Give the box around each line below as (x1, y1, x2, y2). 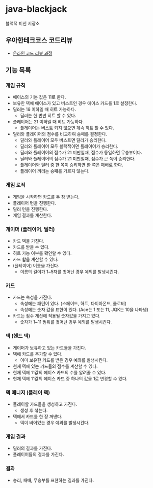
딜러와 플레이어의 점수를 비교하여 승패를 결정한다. (12, 131, 107, 137)
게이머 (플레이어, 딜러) (5, 226, 55, 233)
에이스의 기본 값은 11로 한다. (12, 94, 66, 100)
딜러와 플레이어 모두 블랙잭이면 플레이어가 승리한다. (20, 143, 119, 149)
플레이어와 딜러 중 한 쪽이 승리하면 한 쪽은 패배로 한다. (20, 162, 124, 168)
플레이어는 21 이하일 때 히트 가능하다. (12, 119, 84, 125)
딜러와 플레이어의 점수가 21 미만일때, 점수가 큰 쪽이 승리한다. (20, 156, 136, 162)
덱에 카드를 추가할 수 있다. (12, 351, 63, 357)
